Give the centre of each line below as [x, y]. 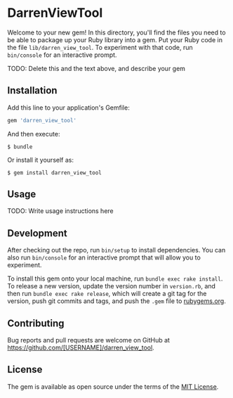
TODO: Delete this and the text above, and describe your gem [96, 68]
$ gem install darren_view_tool [54, 173]
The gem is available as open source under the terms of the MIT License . [113, 386]
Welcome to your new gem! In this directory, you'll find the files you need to [116, 32]
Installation [32, 90]
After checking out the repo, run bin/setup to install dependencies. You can [116, 250]
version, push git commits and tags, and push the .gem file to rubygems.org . [117, 301]
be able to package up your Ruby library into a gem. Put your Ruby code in [115, 39]
